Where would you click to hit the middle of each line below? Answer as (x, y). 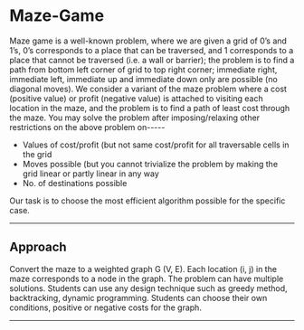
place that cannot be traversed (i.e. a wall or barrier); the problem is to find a (152, 60)
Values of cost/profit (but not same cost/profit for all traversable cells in (156, 145)
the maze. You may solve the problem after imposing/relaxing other (135, 118)
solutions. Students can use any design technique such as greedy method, (148, 288)
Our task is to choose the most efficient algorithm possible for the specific (147, 201)
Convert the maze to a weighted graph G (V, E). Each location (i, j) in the (143, 269)
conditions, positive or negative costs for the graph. (105, 307)
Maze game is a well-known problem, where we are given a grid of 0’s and (148, 41)
